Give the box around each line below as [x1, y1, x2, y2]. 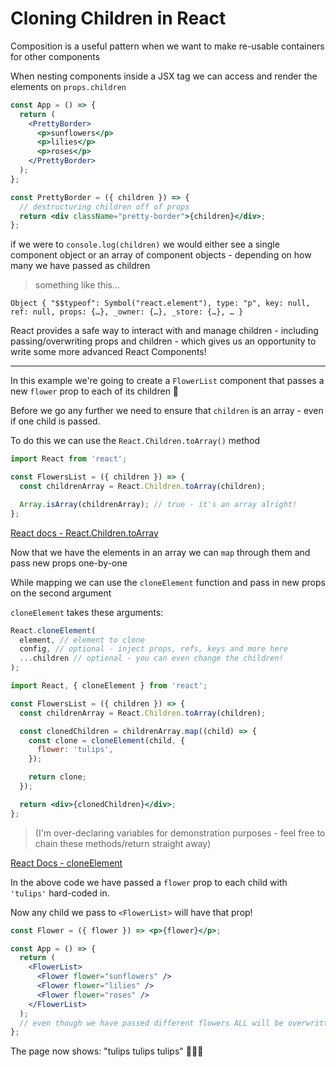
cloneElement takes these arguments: [10, 606, 164, 618]
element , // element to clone [19, 635, 145, 645]
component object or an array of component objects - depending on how [10, 249, 312, 261]
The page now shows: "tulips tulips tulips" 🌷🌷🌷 [10, 1045, 204, 1057]
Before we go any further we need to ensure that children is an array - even [10, 405, 324, 417]
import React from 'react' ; [10, 454, 128, 464]
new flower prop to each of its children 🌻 [10, 385, 180, 397]
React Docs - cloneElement [10, 857, 123, 869]
